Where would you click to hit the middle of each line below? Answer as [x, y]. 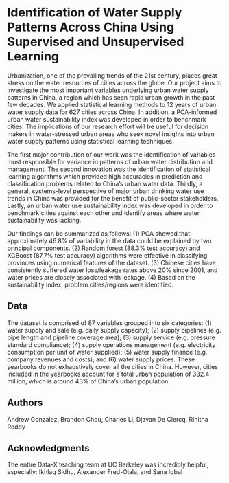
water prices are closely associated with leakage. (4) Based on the [101, 277]
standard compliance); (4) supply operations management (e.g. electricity [111, 344]
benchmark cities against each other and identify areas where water [104, 213]
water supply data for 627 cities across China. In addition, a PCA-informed [112, 112]
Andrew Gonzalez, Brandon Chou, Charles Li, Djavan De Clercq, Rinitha [108, 419]
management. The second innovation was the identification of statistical [109, 169]
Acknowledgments [49, 448]
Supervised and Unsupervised [96, 42]
